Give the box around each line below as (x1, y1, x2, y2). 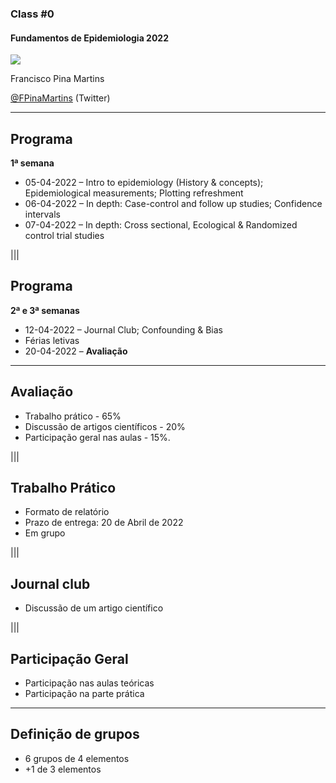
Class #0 (10, 7, 55, 21)
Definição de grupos (10, 726, 140, 743)
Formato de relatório (24, 506, 110, 518)
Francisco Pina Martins (10, 73, 105, 85)
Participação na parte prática (24, 688, 145, 699)
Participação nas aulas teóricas (24, 677, 155, 689)
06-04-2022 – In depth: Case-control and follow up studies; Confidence (24, 197, 323, 209)
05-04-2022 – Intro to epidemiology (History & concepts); (24, 176, 264, 188)
